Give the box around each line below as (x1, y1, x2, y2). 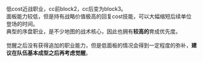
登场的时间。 (6, 20, 38, 27)
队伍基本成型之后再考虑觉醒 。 (16, 49, 91, 56)
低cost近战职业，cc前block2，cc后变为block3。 (6, 5, 127, 12)
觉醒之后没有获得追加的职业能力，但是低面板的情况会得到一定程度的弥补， (6, 42, 192, 49)
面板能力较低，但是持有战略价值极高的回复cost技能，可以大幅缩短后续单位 (6, 13, 192, 20)
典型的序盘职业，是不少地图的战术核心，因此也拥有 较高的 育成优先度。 (6, 28, 181, 35)
